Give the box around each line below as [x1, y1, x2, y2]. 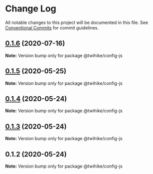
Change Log [5, 3, 56, 14]
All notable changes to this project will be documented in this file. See [5, 19, 149, 25]
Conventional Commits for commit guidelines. [5, 24, 99, 30]
